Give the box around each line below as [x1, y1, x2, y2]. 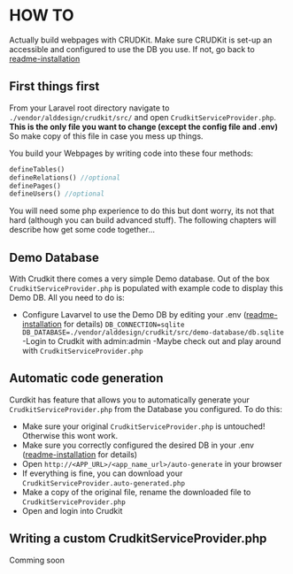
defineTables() [9, 165, 66, 173]
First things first [9, 79, 100, 94]
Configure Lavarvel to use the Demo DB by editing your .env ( [21, 310, 247, 320]
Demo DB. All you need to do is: [9, 293, 126, 303]
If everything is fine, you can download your [21, 468, 183, 478]
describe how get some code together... [9, 225, 155, 235]
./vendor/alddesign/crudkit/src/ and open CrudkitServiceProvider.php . [9, 111, 277, 122]
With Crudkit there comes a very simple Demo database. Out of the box [9, 273, 270, 284]
